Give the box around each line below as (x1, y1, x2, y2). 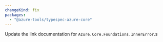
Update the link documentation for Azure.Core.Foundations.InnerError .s (5, 31, 158, 37)
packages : (5, 12, 26, 17)
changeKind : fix (5, 7, 39, 13)
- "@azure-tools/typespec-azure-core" (9, 17, 93, 22)
